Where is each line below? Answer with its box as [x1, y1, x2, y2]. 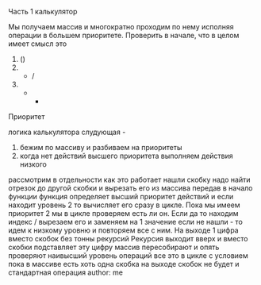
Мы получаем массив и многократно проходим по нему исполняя [8, 22, 234, 31]
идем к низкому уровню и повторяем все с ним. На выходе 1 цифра [8, 225, 240, 235]
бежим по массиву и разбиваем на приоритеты [19, 143, 182, 152]
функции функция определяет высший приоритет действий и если [8, 192, 234, 201]
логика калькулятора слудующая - [8, 127, 126, 137]
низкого [19, 160, 48, 169]
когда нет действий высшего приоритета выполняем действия [19, 151, 234, 160]
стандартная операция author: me [8, 268, 123, 277]
